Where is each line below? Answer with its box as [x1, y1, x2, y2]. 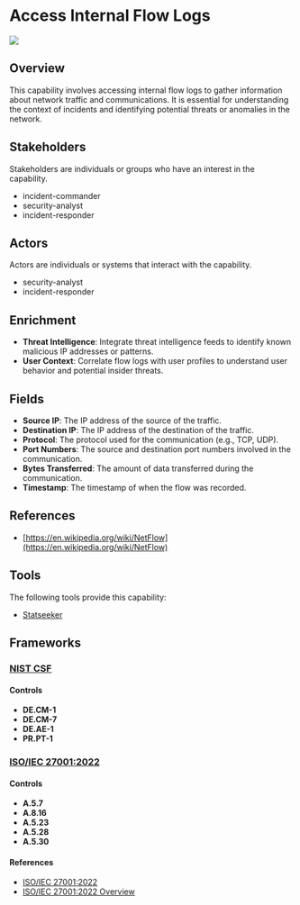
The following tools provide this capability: [9, 592, 167, 602]
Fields [9, 391, 45, 406]
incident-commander [22, 190, 101, 201]
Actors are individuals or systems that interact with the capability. [9, 259, 252, 270]
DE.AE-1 [22, 724, 54, 735]
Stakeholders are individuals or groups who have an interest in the [9, 163, 255, 174]
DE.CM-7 [22, 714, 58, 725]
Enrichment [9, 312, 77, 328]
